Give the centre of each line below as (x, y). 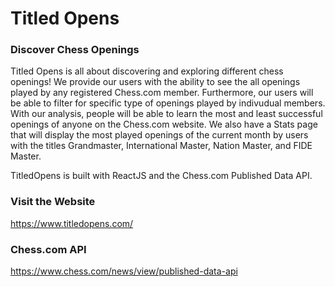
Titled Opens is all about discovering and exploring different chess (147, 71)
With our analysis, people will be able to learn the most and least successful (166, 114)
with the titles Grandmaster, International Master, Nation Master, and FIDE (161, 146)
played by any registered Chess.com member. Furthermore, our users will (162, 93)
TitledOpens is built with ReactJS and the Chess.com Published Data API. (161, 176)
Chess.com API (48, 249)
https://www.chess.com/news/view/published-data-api (124, 271)
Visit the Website (53, 202)
